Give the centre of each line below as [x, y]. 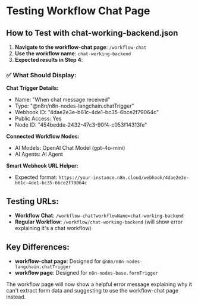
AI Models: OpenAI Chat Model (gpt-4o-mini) [70, 148]
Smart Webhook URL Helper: [42, 166]
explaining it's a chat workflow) [53, 228]
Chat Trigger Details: [32, 88]
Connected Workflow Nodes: [43, 136]
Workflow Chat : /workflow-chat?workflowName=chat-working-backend [99, 216]
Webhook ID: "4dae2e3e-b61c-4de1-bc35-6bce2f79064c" [87, 112]
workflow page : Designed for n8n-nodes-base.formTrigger [87, 272]
